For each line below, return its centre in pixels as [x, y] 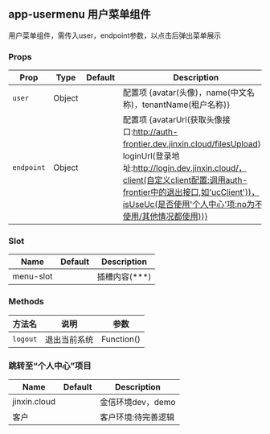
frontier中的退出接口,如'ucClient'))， [191, 192]
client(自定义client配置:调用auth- [185, 180]
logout [25, 339]
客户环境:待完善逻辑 [137, 417]
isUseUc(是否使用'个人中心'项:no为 [189, 205]
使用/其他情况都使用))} [165, 217]
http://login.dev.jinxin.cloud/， [190, 168]
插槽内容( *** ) [124, 277]
